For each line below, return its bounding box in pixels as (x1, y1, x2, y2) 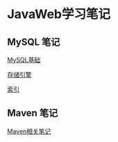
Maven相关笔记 (7, 127, 51, 135)
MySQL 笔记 (7, 36, 60, 48)
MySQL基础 (7, 56, 41, 64)
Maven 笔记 (7, 107, 58, 119)
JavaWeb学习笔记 (7, 6, 111, 22)
